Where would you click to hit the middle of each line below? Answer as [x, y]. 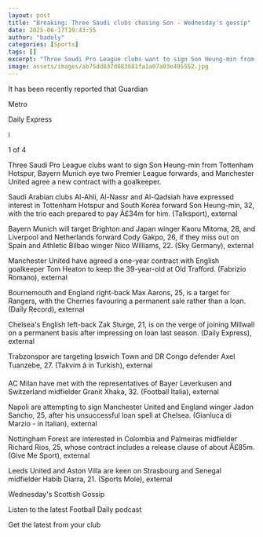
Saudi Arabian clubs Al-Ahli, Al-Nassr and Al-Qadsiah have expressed [121, 196]
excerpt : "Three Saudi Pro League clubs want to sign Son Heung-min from [131, 60]
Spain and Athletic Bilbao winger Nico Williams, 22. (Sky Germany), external [131, 245]
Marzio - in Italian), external [53, 423]
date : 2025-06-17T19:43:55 [52, 30]
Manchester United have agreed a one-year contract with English [114, 261]
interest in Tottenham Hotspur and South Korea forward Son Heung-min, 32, [131, 205]
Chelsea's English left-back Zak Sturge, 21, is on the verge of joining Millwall [131, 324]
